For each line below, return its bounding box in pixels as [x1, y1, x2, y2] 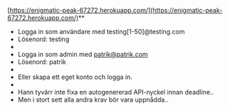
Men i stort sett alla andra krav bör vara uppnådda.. [17, 95, 169, 104]
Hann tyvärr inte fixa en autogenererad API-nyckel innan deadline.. [17, 88, 214, 96]
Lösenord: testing [17, 35, 70, 43]
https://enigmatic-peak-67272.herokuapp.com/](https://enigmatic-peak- [9, 6, 223, 14]
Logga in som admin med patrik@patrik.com [17, 50, 148, 58]
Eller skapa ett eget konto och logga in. [17, 73, 133, 81]
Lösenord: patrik [17, 58, 66, 66]
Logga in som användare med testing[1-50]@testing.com [17, 28, 185, 36]
